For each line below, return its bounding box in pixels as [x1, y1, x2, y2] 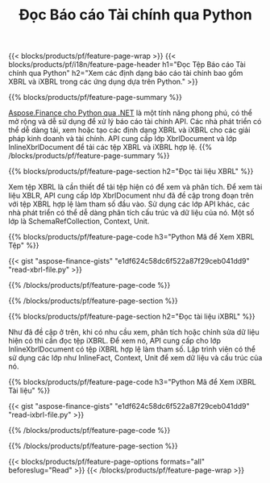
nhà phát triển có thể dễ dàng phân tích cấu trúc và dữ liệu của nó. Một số [8, 208, 255, 218]
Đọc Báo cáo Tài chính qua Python [19, 6, 252, 24]
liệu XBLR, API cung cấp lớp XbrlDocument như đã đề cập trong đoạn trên [8, 191, 254, 201]
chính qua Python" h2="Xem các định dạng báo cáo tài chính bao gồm [8, 69, 243, 78]
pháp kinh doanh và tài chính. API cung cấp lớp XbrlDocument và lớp [8, 134, 237, 144]
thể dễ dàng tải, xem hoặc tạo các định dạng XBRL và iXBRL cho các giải [8, 125, 251, 135]
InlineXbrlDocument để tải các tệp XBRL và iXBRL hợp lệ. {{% [8, 143, 212, 152]
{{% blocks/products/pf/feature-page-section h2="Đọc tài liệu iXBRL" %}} [8, 312, 255, 322]
